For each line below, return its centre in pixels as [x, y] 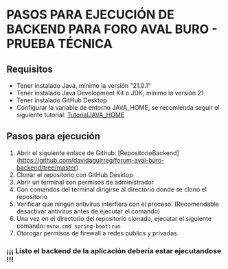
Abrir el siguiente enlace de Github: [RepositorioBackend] [98, 153]
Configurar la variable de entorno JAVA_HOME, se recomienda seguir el [118, 107]
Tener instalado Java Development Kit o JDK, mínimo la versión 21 [110, 93]
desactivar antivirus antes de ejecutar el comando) [88, 211]
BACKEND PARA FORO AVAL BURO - [112, 29]
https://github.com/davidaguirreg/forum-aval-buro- [92, 160]
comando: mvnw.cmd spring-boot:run [68, 226]
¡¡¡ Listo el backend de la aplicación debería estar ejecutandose [114, 250]
